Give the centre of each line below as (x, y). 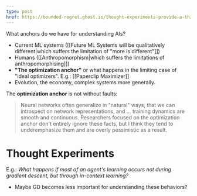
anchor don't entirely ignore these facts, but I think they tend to (97, 123)
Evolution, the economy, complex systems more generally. (85, 82)
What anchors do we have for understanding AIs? (66, 33)
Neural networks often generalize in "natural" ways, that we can (98, 105)
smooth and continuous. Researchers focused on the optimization (100, 117)
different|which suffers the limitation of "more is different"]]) (87, 51)
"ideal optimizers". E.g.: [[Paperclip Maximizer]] (72, 76)
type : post (19, 11)
